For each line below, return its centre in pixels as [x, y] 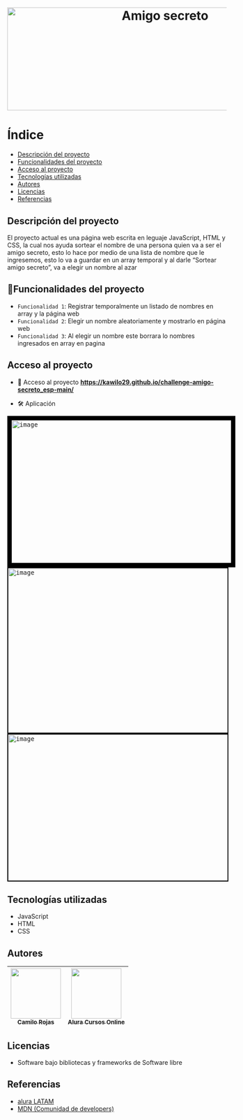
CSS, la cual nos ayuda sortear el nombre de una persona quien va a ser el [114, 245]
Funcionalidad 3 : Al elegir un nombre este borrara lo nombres [106, 336]
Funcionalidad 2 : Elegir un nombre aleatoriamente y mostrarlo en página [122, 320]
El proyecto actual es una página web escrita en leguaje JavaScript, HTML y [117, 237]
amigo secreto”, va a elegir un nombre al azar [72, 267]
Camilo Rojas [36, 1022]
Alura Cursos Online [96, 1022]
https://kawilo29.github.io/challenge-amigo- [147, 382]
